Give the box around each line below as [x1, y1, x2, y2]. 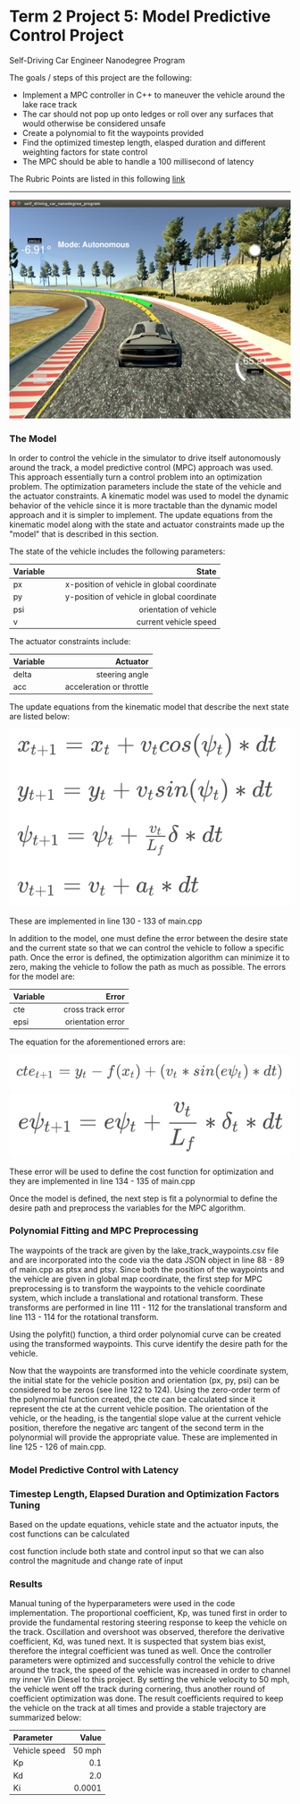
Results [9, 1578, 43, 1590]
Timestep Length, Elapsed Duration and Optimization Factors [9, 1487, 279, 1500]
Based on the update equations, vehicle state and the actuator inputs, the [9, 1519, 279, 1530]
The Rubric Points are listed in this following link [9, 173, 186, 184]
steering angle [96, 669, 149, 680]
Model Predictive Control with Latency [9, 1463, 179, 1476]
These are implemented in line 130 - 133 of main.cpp [9, 915, 203, 927]
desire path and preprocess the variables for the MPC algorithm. [9, 1202, 246, 1213]
